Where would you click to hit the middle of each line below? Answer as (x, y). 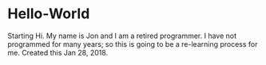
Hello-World (49, 14)
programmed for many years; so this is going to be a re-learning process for (133, 44)
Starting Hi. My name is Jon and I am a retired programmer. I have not (122, 36)
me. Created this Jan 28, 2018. (58, 52)
